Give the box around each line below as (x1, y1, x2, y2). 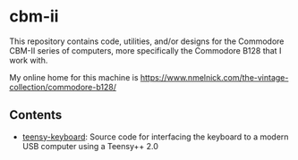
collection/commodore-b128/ (9, 81, 116, 92)
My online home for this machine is (9, 72, 139, 82)
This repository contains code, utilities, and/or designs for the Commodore (9, 36, 285, 46)
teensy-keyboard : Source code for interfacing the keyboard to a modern (21, 131, 289, 142)
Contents (9, 107, 63, 122)
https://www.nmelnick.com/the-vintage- (140, 72, 289, 82)
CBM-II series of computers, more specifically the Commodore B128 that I (9, 45, 282, 55)
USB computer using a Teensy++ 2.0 (21, 140, 159, 151)
